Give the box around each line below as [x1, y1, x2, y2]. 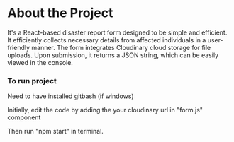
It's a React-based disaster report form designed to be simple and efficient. [7, 28, 228, 37]
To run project [7, 76, 57, 85]
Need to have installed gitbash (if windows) [7, 92, 134, 100]
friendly [7, 43, 30, 52]
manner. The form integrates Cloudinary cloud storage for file [31, 43, 211, 52]
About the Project [7, 5, 113, 21]
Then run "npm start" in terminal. [7, 127, 104, 136]
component [7, 113, 41, 122]
